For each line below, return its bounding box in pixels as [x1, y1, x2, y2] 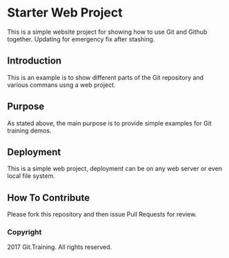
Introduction [7, 55, 62, 67]
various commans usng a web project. [7, 81, 116, 89]
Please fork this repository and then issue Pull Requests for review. [7, 210, 197, 219]
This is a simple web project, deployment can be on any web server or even [7, 164, 223, 173]
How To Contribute [7, 192, 90, 204]
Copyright [7, 228, 42, 237]
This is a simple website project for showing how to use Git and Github [7, 28, 208, 36]
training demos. [7, 126, 52, 135]
